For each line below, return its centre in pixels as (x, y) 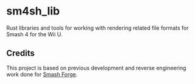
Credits (21, 53)
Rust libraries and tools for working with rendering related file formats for (97, 28)
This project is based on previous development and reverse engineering (96, 68)
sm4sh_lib (33, 11)
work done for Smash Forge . (42, 74)
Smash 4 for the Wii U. (34, 34)
